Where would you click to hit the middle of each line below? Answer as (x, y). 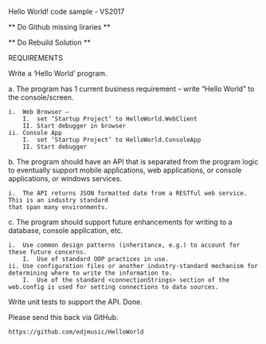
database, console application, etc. (66, 230)
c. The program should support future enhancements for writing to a (120, 222)
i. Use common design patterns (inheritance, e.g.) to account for (124, 245)
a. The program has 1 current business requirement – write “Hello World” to (131, 89)
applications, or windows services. (65, 178)
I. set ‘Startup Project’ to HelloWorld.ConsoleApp (112, 140)
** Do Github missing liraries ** (59, 27)
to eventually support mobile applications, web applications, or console (125, 170)
